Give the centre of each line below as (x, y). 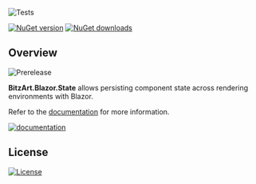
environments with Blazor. (51, 96)
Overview (33, 53)
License (28, 152)
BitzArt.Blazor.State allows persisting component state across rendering (128, 87)
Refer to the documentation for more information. (89, 111)
